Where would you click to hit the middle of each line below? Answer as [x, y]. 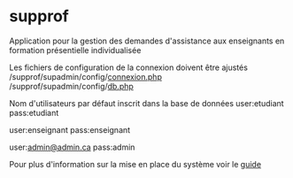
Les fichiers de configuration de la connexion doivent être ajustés [128, 67]
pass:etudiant [34, 112]
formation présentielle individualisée [75, 50]
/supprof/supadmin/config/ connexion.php [85, 76]
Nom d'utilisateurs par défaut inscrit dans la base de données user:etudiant [147, 103]
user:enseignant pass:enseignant [70, 129]
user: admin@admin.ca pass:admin [72, 147]
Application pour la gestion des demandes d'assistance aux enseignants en [147, 41]
